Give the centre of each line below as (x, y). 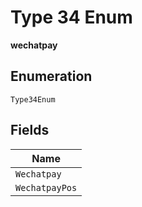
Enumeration (51, 76)
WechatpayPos (46, 187)
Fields (30, 130)
